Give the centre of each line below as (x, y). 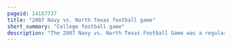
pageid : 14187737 (32, 13)
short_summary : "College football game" (66, 26)
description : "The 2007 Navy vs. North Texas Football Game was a (105, 33)
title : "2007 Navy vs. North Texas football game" (81, 20)
